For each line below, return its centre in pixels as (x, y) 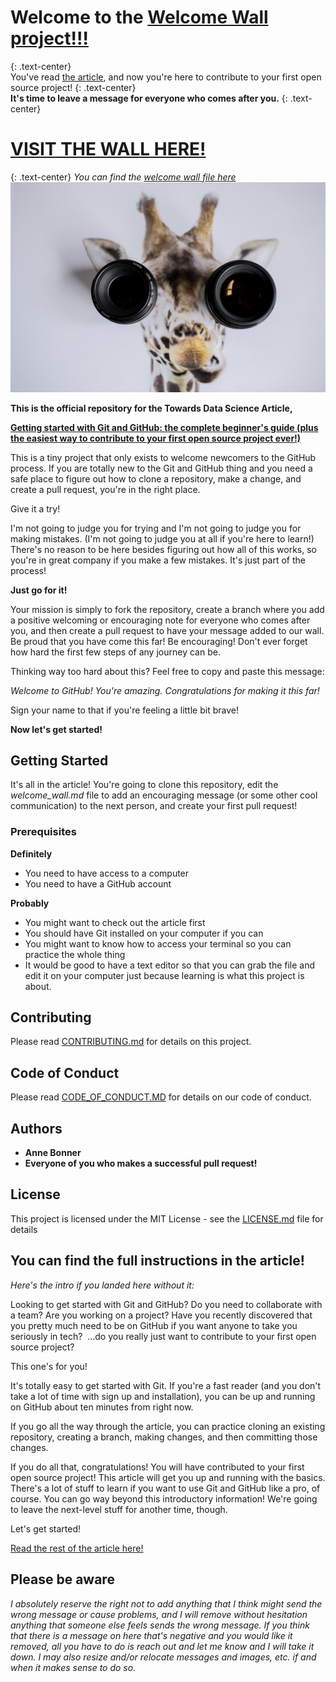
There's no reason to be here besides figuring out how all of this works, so (164, 549)
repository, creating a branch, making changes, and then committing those (164, 1437)
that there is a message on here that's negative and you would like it (151, 1635)
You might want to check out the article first (115, 922)
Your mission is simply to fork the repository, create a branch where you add (167, 609)
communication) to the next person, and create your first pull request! (154, 806)
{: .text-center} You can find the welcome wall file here (123, 177)
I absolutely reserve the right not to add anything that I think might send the (166, 1603)
